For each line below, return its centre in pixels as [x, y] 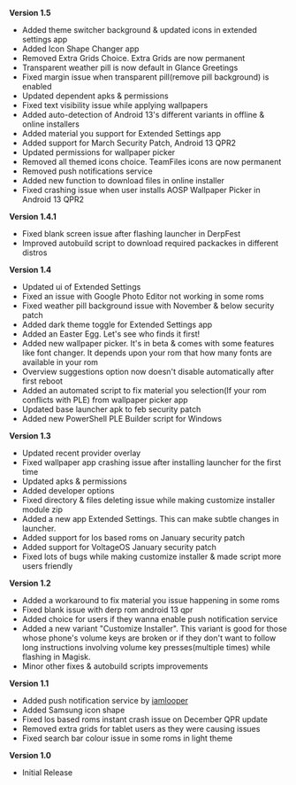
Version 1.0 [30, 755]
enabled [37, 86]
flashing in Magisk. [56, 657]
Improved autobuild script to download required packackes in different [150, 243]
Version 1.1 [29, 683]
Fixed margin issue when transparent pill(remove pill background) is [145, 77]
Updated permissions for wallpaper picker [99, 152]
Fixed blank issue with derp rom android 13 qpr [107, 610]
